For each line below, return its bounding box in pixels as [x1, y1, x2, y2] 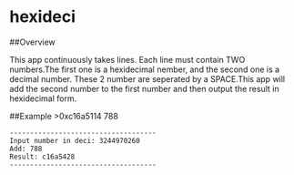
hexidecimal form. [9, 93, 77, 104]
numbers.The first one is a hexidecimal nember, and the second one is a [9, 64, 280, 75]
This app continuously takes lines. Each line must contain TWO [9, 54, 246, 65]
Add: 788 [9, 144, 43, 153]
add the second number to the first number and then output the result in [9, 83, 279, 94]
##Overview [9, 36, 56, 47]
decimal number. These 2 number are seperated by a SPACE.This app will [9, 73, 286, 84]
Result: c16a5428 [9, 152, 76, 161]
